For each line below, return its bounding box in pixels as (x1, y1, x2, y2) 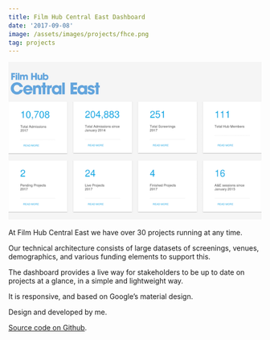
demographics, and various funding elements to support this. (8, 251, 211, 261)
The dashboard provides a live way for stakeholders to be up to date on (8, 267, 245, 277)
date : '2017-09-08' (8, 21, 74, 30)
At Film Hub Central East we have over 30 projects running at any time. (8, 227, 243, 237)
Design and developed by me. (8, 307, 108, 317)
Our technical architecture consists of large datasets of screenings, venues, (8, 243, 260, 253)
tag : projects (8, 39, 56, 47)
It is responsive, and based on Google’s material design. (8, 291, 194, 301)
